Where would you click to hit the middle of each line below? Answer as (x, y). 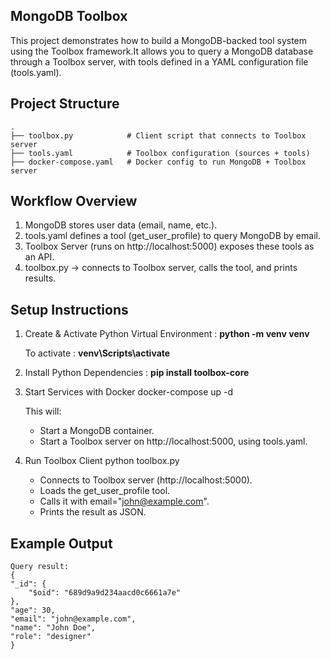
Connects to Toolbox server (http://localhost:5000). (146, 480)
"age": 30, (33, 610)
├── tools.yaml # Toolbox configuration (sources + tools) (160, 153)
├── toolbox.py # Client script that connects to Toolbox (158, 135)
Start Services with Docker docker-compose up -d (129, 392)
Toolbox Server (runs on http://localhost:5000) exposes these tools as (169, 246)
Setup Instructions (69, 309)
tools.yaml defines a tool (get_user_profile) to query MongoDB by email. (172, 236)
